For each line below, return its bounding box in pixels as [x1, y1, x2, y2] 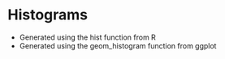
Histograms [7, 6, 89, 24]
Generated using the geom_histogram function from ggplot [19, 40, 217, 50]
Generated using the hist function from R [19, 32, 156, 42]
